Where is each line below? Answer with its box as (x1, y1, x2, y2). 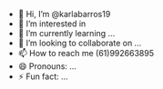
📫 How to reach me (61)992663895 (17, 48, 155, 58)
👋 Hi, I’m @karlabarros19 (17, 9, 111, 19)
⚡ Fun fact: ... (17, 71, 68, 82)
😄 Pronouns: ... (17, 61, 77, 72)
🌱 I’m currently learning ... (17, 28, 116, 38)
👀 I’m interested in (17, 18, 87, 29)
